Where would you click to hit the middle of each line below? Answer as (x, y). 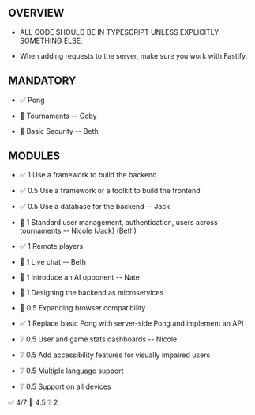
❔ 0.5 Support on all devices (65, 386)
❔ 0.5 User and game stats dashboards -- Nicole (98, 339)
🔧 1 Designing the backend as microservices (92, 293)
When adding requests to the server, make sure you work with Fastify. (133, 55)
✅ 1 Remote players (51, 246)
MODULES (34, 156)
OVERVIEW (36, 13)
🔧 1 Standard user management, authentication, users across (119, 223)
